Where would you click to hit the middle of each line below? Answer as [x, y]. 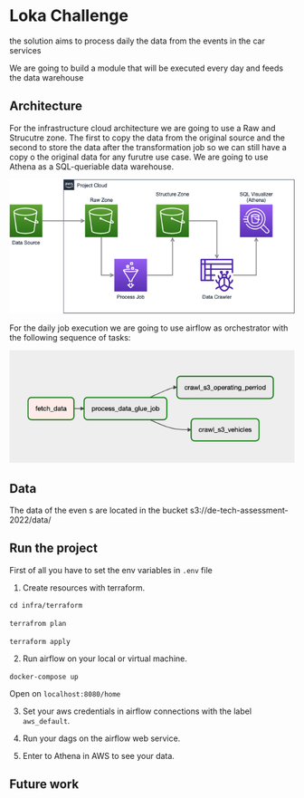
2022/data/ [30, 520]
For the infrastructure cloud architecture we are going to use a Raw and [142, 128]
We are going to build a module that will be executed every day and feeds [146, 68]
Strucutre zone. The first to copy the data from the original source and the [147, 138]
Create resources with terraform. [84, 587]
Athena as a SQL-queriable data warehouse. [92, 166]
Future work [44, 784]
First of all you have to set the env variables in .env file [111, 570]
